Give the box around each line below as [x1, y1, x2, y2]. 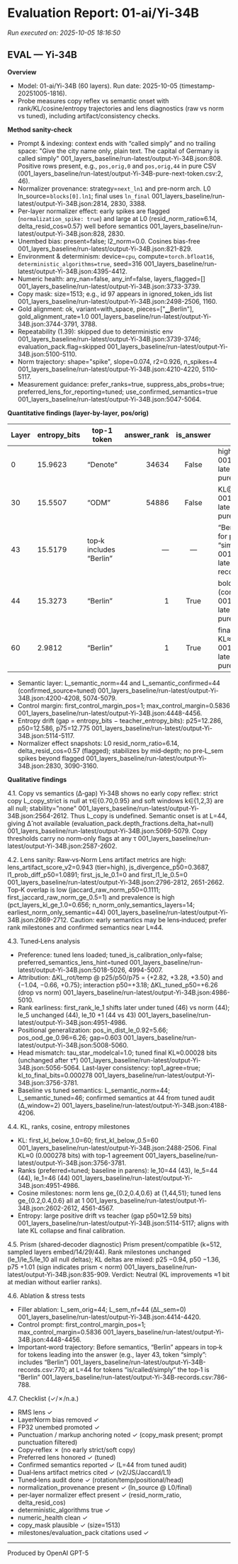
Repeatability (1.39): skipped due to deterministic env [17, 327, 174, 336]
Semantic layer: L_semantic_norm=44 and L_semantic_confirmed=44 [17, 679, 221, 687]
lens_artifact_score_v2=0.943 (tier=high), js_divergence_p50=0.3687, [7, 863, 210, 871]
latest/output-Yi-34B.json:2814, [17, 199, 110, 208]
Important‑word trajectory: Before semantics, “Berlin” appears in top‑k [17, 1342, 223, 1351]
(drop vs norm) [17, 988, 62, 997]
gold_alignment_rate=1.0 [17, 312, 89, 320]
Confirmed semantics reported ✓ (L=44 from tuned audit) [17, 1461, 187, 1469]
